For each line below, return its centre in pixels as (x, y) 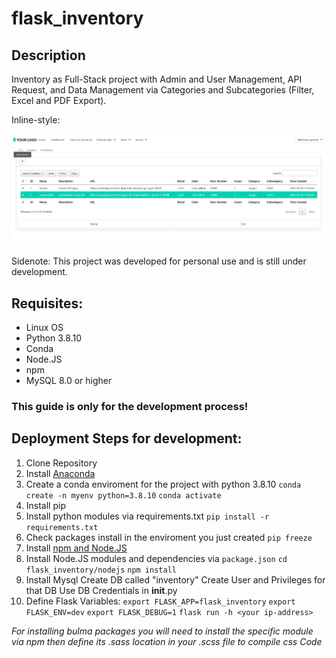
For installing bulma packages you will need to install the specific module (162, 631)
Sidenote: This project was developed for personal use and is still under (159, 261)
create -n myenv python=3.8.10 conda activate (123, 495)
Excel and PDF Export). (59, 100)
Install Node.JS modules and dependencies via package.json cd (156, 558)
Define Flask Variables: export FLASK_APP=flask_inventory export (160, 601)
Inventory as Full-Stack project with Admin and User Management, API (157, 79)
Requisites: (47, 303)
